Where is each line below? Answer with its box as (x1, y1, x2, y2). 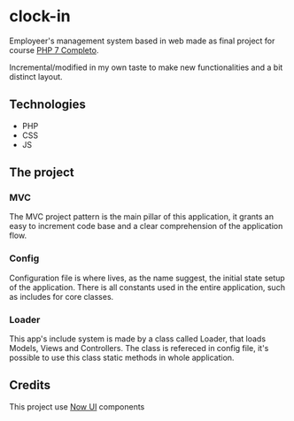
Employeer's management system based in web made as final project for (9, 35, 275, 46)
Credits (9, 378, 51, 393)
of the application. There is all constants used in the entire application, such (9, 281, 286, 293)
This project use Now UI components (9, 401, 145, 412)
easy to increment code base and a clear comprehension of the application (9, 221, 283, 232)
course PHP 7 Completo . (9, 44, 99, 55)
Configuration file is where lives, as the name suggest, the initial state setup (9, 272, 285, 283)
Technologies (9, 97, 87, 112)
